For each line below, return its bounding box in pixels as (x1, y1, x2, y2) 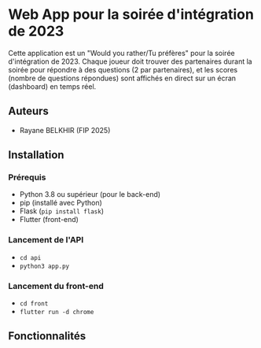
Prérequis (8, 172, 46, 183)
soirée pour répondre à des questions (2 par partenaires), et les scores (8, 65, 238, 74)
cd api (19, 254, 42, 261)
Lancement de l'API (8, 235, 84, 246)
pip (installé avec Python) (19, 198, 102, 208)
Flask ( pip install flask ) (19, 206, 105, 216)
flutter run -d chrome (19, 309, 94, 317)
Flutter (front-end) (19, 215, 79, 224)
